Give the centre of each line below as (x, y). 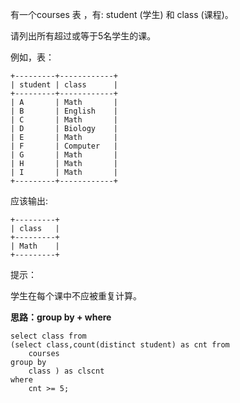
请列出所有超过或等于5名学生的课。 (83, 36)
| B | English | (64, 111)
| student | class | (64, 85)
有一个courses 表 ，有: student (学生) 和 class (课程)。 (122, 14)
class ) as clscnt (66, 371)
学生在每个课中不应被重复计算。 (76, 296)
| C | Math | (64, 120)
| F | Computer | (64, 146)
